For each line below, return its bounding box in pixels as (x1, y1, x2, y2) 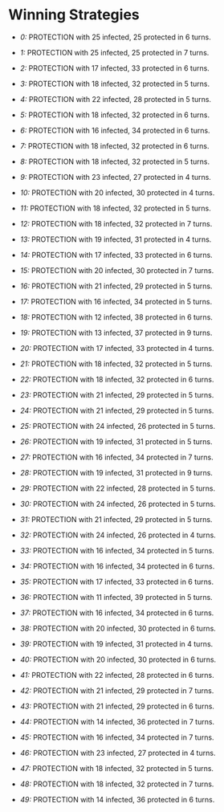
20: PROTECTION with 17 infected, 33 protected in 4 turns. (19, 343, 214, 353)
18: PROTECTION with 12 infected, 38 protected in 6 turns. (19, 312, 213, 322)
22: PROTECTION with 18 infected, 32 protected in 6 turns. (19, 374, 214, 384)
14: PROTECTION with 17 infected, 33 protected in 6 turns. (19, 250, 213, 259)
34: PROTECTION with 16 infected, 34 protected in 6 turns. (19, 561, 215, 571)
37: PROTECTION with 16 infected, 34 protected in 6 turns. (19, 608, 214, 618)
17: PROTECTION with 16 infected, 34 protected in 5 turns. (19, 296, 213, 306)
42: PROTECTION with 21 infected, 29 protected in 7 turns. (19, 685, 214, 696)
